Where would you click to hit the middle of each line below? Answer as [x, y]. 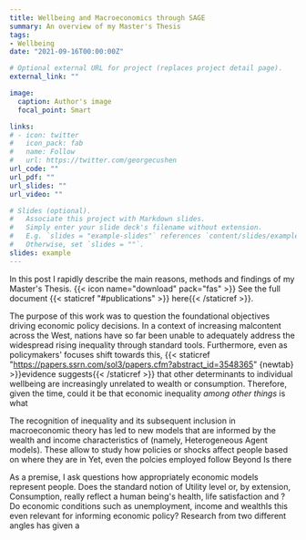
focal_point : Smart [55, 110]
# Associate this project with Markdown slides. [107, 219]
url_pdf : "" [32, 177]
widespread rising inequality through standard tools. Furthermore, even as [149, 345]
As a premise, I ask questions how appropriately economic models [134, 477]
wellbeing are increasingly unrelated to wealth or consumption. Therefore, [148, 383]
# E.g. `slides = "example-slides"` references [106, 236]
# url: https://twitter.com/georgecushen [93, 160]
